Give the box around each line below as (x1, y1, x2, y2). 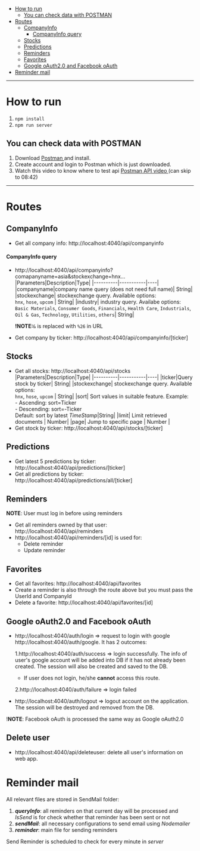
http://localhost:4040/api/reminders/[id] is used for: (14, 534, 142, 541)
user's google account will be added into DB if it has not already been (14, 657, 186, 664)
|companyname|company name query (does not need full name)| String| (14, 285, 193, 292)
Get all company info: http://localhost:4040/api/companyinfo (14, 239, 164, 247)
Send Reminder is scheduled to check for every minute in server (6, 838, 164, 845)
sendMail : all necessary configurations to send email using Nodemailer (14, 820, 190, 827)
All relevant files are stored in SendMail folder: (6, 795, 120, 803)
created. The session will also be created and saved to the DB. (14, 663, 168, 670)
